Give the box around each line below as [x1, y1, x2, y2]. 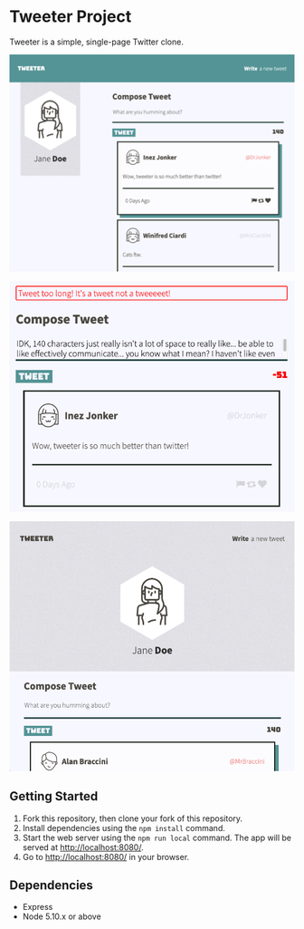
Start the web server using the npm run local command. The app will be [22, 832, 292, 843]
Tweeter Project [9, 6, 132, 27]
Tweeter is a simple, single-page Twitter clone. [9, 36, 184, 47]
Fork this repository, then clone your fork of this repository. [22, 813, 242, 824]
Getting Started [9, 789, 99, 804]
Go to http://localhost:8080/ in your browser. [22, 851, 190, 862]
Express [22, 902, 53, 913]
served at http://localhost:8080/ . [22, 841, 144, 853]
